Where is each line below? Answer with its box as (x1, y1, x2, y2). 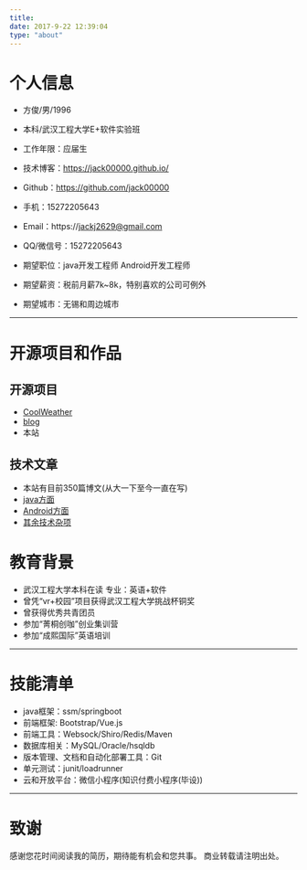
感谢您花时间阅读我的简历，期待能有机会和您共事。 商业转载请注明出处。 (9, 850, 284, 861)
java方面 (22, 494, 55, 505)
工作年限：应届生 (22, 143, 88, 154)
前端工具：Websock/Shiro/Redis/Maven (22, 728, 173, 739)
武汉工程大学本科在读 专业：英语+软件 (22, 584, 167, 595)
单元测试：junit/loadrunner (22, 763, 123, 773)
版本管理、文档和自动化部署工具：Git (22, 751, 163, 762)
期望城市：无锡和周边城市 (22, 299, 120, 310)
